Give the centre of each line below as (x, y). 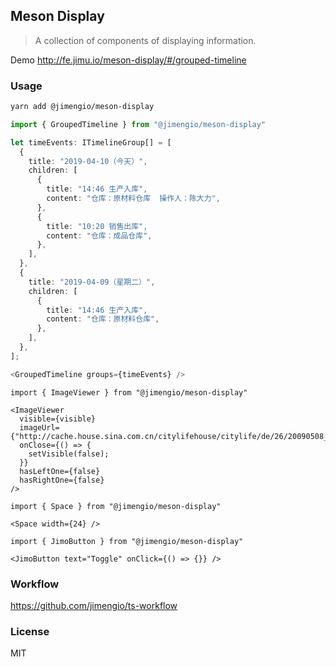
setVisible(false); (69, 454)
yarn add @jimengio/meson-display (82, 107)
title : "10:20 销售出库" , (97, 226)
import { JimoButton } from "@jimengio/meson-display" (127, 541)
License (30, 631)
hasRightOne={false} (62, 480)
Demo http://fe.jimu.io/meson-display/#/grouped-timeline (128, 60)
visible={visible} (58, 419)
